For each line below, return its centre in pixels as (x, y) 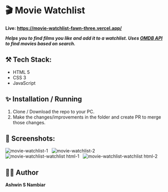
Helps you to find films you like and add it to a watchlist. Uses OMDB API (84, 38)
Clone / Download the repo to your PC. (54, 111)
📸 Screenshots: (30, 138)
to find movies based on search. (40, 43)
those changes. (29, 122)
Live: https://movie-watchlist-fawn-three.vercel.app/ (64, 28)
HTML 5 (21, 72)
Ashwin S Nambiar (26, 185)
